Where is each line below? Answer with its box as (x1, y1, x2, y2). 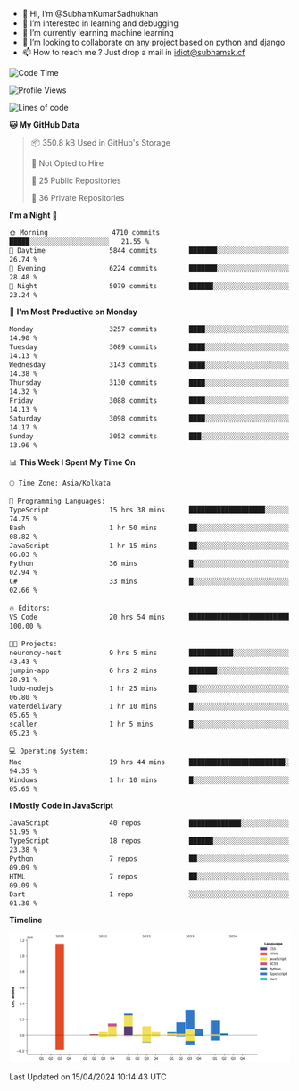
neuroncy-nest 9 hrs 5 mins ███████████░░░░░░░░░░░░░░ (9, 648, 290, 657)
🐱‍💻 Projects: (9, 639, 58, 648)
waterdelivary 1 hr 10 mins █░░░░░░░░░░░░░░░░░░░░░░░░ (9, 702, 290, 711)
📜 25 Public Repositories (30, 175, 122, 186)
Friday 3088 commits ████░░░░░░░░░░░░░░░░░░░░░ (9, 396, 290, 405)
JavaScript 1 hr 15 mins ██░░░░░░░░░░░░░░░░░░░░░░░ (9, 541, 290, 550)
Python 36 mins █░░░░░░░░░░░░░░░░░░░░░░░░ (9, 559, 290, 568)
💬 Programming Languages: (9, 496, 105, 505)
